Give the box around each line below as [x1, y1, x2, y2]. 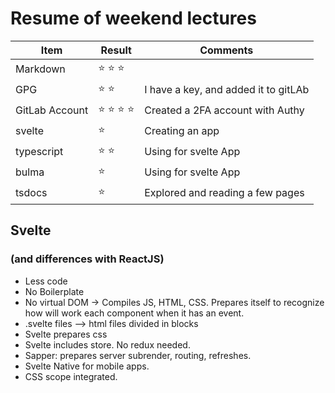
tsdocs [15, 186, 48, 200]
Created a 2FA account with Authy [144, 103, 305, 117]
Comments [199, 43, 254, 57]
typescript [15, 145, 64, 159]
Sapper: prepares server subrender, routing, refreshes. [24, 349, 252, 361]
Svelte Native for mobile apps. [24, 360, 150, 372]
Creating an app [144, 124, 220, 138]
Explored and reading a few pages [144, 186, 305, 200]
